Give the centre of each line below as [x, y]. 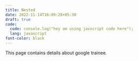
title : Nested [20, 10]
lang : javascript [28, 34]
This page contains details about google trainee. [56, 53]
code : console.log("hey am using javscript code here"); [72, 29]
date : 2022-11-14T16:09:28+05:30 [41, 15]
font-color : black [25, 39]
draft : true [18, 19]
